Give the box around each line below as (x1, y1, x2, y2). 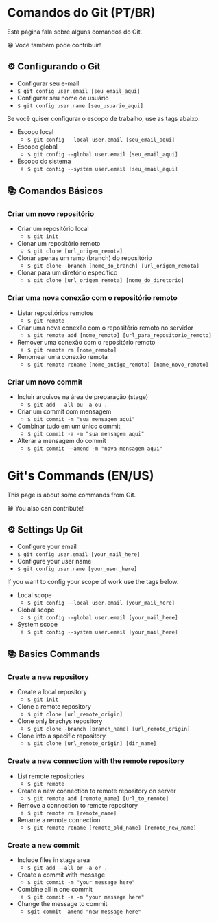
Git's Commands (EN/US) (7, 468, 154, 484)
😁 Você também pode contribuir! (7, 41, 101, 49)
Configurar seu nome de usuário (16, 94, 109, 102)
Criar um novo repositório (7, 209, 95, 219)
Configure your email (16, 542, 77, 550)
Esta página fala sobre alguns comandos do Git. (7, 28, 143, 36)
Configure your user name (16, 557, 92, 565)
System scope (16, 620, 58, 628)
